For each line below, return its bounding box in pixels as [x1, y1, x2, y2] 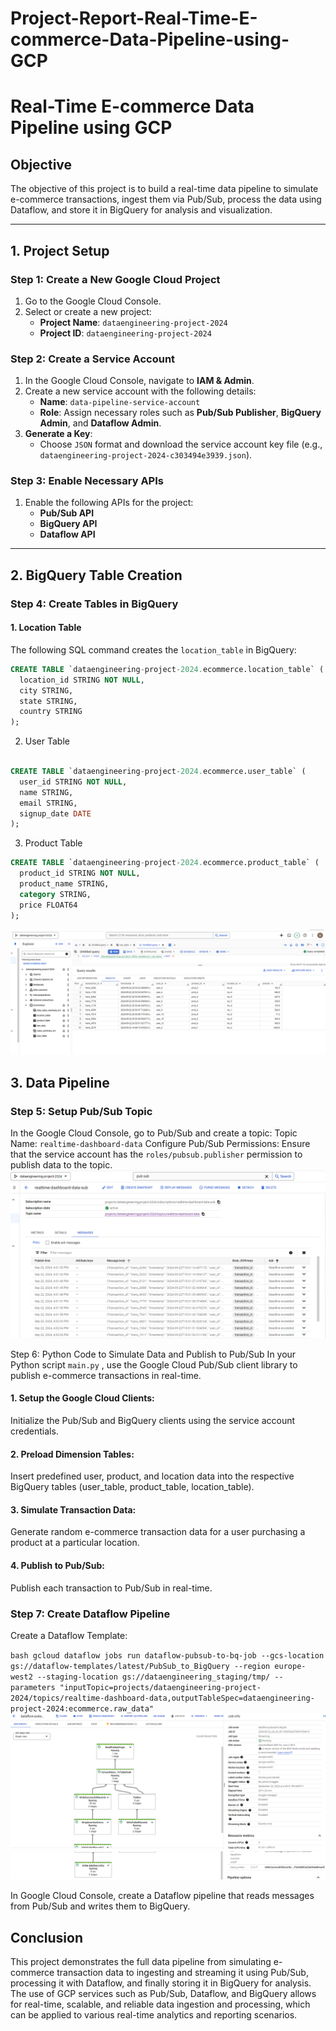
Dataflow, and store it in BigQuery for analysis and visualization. [10, 204, 273, 216]
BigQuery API [39, 518, 98, 530]
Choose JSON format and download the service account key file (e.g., [39, 438, 323, 451]
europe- [274, 1661, 307, 1671]
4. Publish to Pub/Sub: [10, 1560, 105, 1572]
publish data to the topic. [10, 1159, 113, 1171]
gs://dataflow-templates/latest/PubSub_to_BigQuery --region [10, 1661, 271, 1671]
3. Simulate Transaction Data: [10, 1503, 137, 1516]
